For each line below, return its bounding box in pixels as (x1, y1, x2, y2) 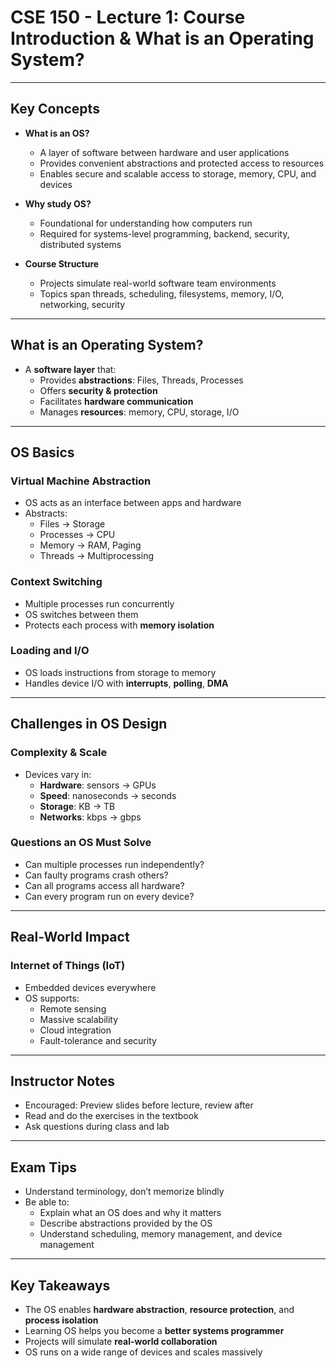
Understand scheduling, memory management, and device (39, 1228, 283, 1240)
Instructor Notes (10, 1072, 115, 1090)
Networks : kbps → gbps (39, 811, 142, 823)
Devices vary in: (24, 768, 92, 780)
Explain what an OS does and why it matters (39, 1207, 222, 1219)
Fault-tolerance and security (39, 1034, 157, 1046)
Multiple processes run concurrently (24, 597, 175, 610)
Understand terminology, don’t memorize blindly (24, 1186, 225, 1198)
